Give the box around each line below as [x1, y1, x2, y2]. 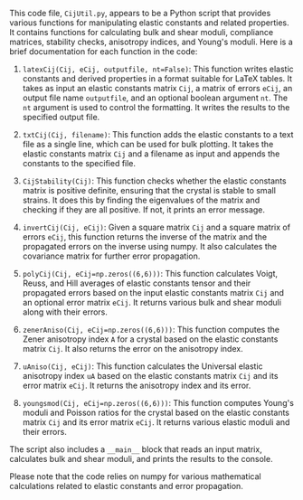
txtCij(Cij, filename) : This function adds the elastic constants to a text [22, 129, 294, 139]
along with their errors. [22, 307, 109, 317]
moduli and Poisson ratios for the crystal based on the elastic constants [22, 407, 290, 418]
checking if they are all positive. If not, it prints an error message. [22, 204, 265, 215]
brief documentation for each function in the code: [9, 46, 198, 57]
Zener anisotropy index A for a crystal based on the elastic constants [22, 334, 279, 344]
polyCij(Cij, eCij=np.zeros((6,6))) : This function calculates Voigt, [22, 269, 279, 278]
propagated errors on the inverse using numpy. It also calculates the [22, 241, 278, 251]
